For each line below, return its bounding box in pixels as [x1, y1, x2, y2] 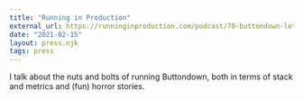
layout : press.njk [9, 38, 78, 48]
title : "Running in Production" [9, 13, 131, 23]
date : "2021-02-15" [9, 30, 83, 39]
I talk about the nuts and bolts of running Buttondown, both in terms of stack [9, 71, 293, 82]
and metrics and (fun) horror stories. [9, 81, 145, 92]
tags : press [9, 47, 54, 56]
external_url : [9, 22, 63, 31]
